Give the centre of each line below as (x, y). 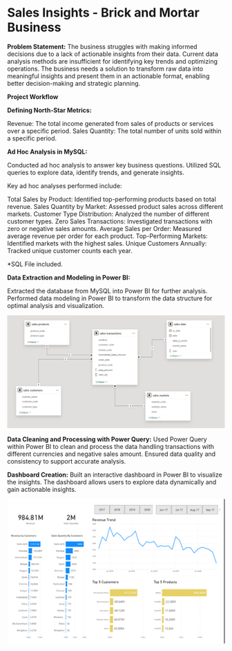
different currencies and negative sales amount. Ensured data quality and (112, 454)
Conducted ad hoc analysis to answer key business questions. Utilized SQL (114, 165)
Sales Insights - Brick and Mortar (104, 13)
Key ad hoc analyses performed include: (65, 185)
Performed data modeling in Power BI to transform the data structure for (110, 298)
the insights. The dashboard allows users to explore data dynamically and (112, 482)
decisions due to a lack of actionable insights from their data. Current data (113, 54)
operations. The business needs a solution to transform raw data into (105, 68)
